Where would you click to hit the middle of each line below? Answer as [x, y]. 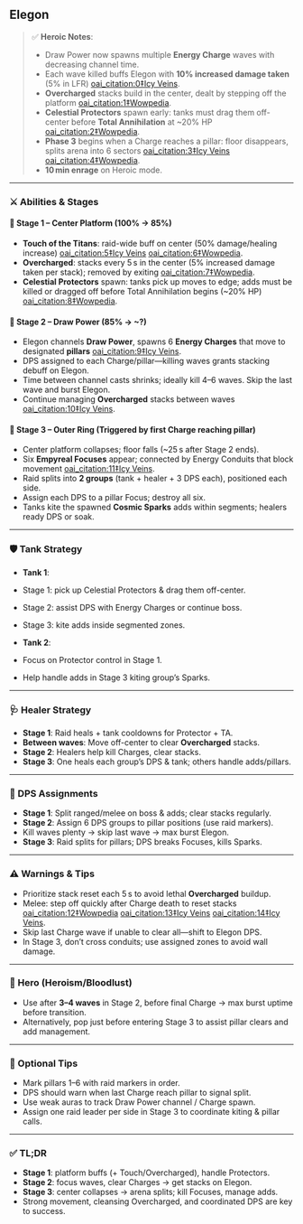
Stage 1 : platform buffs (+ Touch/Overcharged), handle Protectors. [146, 1173]
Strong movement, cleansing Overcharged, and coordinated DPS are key [157, 1201]
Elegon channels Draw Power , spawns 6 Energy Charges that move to [154, 341]
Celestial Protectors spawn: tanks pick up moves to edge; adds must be [157, 281]
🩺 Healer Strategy [50, 710]
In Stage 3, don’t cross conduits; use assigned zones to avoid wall [145, 941]
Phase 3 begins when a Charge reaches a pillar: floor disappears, [166, 141]
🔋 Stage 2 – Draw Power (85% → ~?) [78, 322]
